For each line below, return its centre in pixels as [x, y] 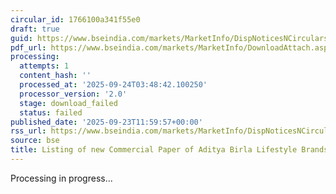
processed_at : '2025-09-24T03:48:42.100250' [113, 85]
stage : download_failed [68, 103]
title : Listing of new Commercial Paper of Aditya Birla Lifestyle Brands [169, 150]
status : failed [51, 112]
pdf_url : [28, 47]
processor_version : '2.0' [73, 94]
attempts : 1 [44, 66]
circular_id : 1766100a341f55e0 [75, 19]
